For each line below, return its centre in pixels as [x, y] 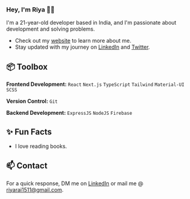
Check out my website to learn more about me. [73, 41]
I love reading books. [41, 146]
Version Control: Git [32, 101]
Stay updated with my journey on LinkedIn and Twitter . [82, 47]
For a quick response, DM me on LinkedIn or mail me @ [75, 183]
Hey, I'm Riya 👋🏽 [31, 10]
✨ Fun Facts [29, 132]
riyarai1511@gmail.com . [35, 189]
